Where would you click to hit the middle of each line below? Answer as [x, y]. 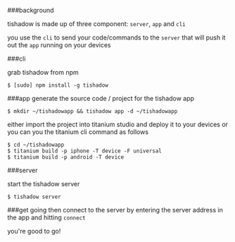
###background [31, 10]
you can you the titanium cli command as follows [78, 132]
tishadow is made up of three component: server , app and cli [96, 24]
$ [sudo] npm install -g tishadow [58, 85]
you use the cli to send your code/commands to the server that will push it [116, 37]
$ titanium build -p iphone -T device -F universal [84, 151]
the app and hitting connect [46, 217]
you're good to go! [34, 231]
